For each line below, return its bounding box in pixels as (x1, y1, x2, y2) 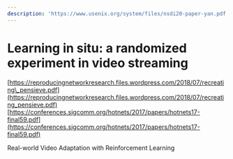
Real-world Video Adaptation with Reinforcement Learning (7, 144, 175, 152)
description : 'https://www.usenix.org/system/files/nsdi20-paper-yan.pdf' (7, 10, 230, 17)
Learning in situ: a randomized (7, 40, 187, 56)
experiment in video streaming (7, 55, 188, 70)
